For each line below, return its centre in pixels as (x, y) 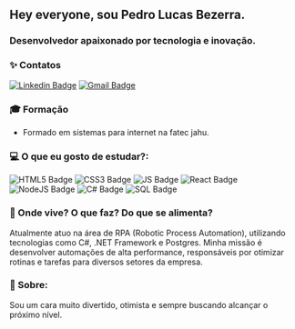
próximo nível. (36, 314)
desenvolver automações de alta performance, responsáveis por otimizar (147, 252)
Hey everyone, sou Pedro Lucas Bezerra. (127, 15)
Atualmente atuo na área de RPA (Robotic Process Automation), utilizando (147, 233)
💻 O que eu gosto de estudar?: (79, 156)
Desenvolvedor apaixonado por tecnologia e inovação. (133, 41)
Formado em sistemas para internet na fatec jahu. (116, 132)
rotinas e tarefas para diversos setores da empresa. (106, 262)
